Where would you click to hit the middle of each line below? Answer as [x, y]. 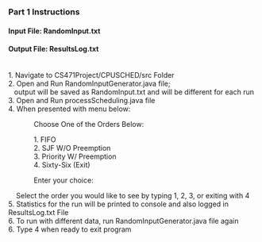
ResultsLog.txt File [39, 212]
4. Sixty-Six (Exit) [62, 164]
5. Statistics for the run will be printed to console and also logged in [118, 204]
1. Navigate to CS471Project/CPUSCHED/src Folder [91, 75]
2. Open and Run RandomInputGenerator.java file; [89, 83]
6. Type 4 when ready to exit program [70, 229]
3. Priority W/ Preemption [75, 156]
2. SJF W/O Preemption [72, 148]
